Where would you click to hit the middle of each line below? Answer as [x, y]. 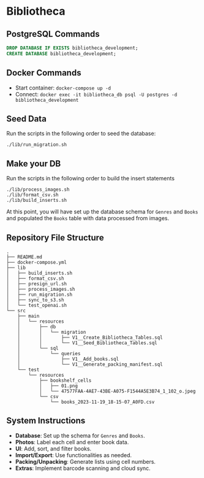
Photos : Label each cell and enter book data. [72, 442]
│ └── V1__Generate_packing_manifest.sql [90, 364]
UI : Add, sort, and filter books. [53, 449]
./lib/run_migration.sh [37, 145]
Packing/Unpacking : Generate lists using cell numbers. [85, 461]
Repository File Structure [55, 237]
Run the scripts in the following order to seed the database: [81, 134]
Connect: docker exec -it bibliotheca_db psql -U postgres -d [96, 94]
